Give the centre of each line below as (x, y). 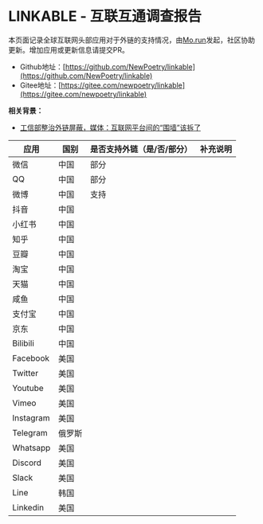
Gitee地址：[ (40, 85)
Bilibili (23, 343)
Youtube (28, 388)
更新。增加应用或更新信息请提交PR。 (69, 49)
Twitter (25, 373)
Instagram (31, 417)
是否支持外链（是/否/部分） (141, 149)
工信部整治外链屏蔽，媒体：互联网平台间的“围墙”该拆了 (110, 127)
